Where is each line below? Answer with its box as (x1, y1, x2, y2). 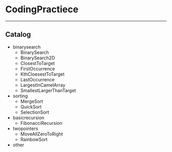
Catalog (5, 30, 31, 39)
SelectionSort (20, 109, 50, 115)
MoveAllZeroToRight (20, 131, 63, 137)
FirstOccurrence (20, 66, 55, 72)
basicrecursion (12, 114, 45, 121)
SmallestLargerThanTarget (20, 87, 76, 93)
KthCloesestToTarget (20, 71, 65, 77)
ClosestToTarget (20, 60, 55, 66)
